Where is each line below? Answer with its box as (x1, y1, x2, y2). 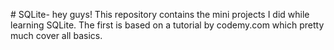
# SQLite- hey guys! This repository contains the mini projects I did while (10, 9, 310, 20)
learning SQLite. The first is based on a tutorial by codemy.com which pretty (10, 19, 325, 31)
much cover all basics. (10, 30, 103, 41)
